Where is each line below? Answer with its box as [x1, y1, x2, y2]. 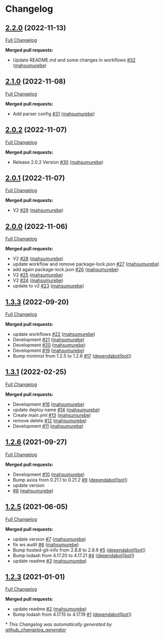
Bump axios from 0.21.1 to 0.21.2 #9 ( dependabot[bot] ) [12, 477, 128, 483]
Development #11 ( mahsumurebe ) [12, 423, 84, 429]
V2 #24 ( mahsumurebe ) [12, 277, 64, 283]
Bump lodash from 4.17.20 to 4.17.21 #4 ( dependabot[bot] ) [12, 552, 135, 559]
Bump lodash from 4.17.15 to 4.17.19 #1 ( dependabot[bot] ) [12, 611, 132, 618]
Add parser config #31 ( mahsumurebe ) [12, 111, 95, 117]
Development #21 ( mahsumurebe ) [12, 337, 85, 343]
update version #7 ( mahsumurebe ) [12, 536, 86, 542]
